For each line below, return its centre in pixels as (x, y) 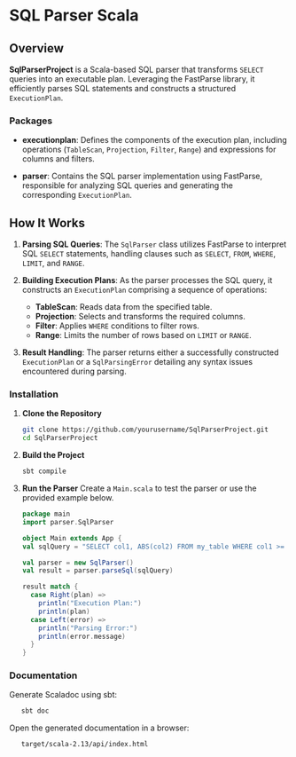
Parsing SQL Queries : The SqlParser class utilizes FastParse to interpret (154, 244)
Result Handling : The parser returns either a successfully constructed (150, 352)
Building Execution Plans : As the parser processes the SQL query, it (147, 280)
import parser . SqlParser (68, 522)
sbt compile (44, 471)
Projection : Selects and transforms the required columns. (140, 317)
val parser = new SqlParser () (78, 563)
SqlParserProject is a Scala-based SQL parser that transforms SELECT (136, 69)
